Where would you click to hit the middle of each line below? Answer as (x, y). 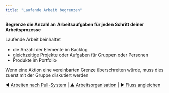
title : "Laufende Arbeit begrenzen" (44, 10)
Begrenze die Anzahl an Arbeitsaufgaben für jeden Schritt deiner (75, 24)
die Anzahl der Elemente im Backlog (50, 49)
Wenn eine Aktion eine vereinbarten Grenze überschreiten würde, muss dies (84, 70)
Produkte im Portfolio (35, 60)
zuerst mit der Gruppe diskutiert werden (47, 75)
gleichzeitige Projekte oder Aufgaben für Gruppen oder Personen (80, 55)
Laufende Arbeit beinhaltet (33, 39)
